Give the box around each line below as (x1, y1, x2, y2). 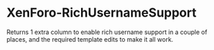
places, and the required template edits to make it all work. (6, 35, 174, 43)
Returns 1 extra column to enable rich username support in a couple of (6, 28, 208, 36)
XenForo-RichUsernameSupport (6, 5, 197, 21)
